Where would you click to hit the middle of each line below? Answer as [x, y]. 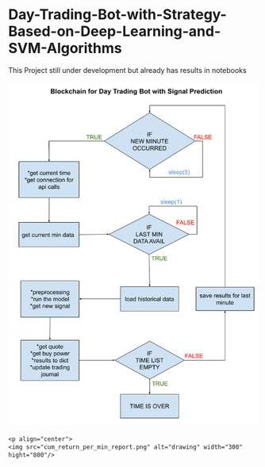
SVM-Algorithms [65, 48]
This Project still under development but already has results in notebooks [128, 70]
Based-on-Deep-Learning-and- [115, 31]
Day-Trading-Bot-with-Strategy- [118, 15]
